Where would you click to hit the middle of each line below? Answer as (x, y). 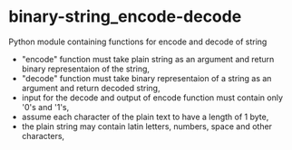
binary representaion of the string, (86, 69)
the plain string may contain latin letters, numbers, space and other (147, 126)
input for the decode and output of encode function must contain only (152, 98)
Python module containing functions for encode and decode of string (138, 42)
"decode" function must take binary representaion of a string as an (146, 78)
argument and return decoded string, (91, 88)
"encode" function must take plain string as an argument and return (148, 59)
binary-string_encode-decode (125, 17)
